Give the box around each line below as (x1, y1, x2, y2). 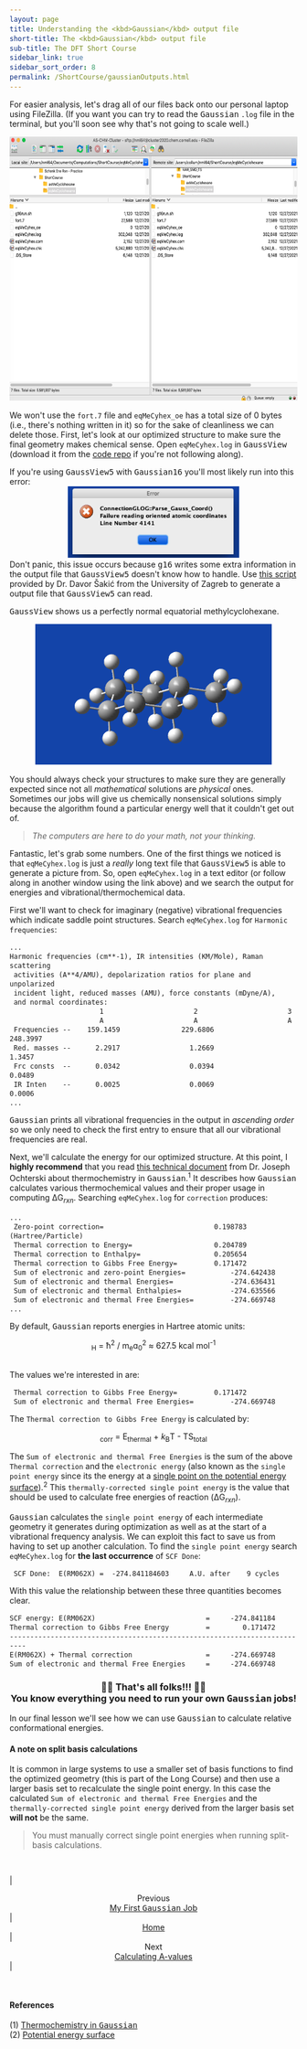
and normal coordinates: (13, 998, 108, 1008)
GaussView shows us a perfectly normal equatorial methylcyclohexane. (9, 605, 280, 616)
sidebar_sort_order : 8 (9, 63, 96, 72)
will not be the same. (9, 1812, 90, 1823)
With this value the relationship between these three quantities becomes (9, 1585, 281, 1595)
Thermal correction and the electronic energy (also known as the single (9, 1461, 286, 1472)
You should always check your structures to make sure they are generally (9, 774, 286, 785)
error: (9, 476, 31, 487)
